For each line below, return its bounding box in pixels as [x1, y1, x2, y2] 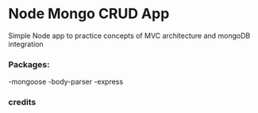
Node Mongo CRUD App [8, 5, 170, 23]
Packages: [8, 58, 50, 70]
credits [8, 96, 37, 107]
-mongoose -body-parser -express [8, 77, 124, 87]
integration [8, 39, 44, 48]
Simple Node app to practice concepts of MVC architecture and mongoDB [8, 31, 251, 40]
